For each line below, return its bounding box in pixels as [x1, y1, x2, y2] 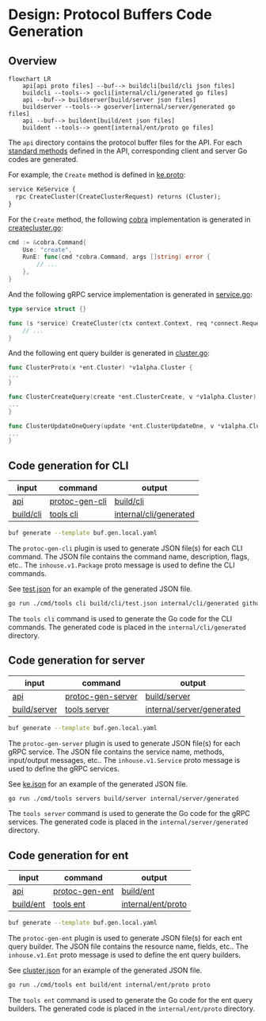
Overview [8, 54, 58, 68]
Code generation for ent [8, 849, 129, 862]
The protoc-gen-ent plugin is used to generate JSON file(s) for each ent [8, 934, 243, 943]
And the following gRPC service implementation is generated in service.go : [8, 289, 253, 299]
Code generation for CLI [8, 458, 129, 472]
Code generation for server [8, 654, 145, 667]
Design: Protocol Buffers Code [8, 6, 212, 24]
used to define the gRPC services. [8, 764, 120, 773]
